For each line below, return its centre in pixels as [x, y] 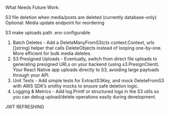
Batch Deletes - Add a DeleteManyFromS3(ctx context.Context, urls [83, 42]
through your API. [31, 75]
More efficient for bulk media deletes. [52, 53]
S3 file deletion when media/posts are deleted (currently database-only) [81, 17]
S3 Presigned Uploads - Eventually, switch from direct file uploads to [85, 59]
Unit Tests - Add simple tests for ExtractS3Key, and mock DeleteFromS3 [88, 81]
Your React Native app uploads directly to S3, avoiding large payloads [86, 70]
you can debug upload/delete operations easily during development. [84, 97]
